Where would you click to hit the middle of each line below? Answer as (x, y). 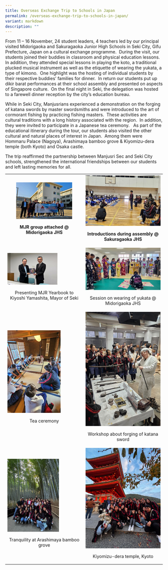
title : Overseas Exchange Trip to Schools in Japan (60, 11)
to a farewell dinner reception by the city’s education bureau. (68, 95)
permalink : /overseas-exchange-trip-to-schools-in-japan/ (67, 16)
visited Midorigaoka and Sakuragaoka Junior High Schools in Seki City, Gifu (83, 47)
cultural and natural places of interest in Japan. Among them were (74, 136)
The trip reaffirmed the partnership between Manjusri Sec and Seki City (79, 156)
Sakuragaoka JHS (123, 239)
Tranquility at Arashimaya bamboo (44, 540)
